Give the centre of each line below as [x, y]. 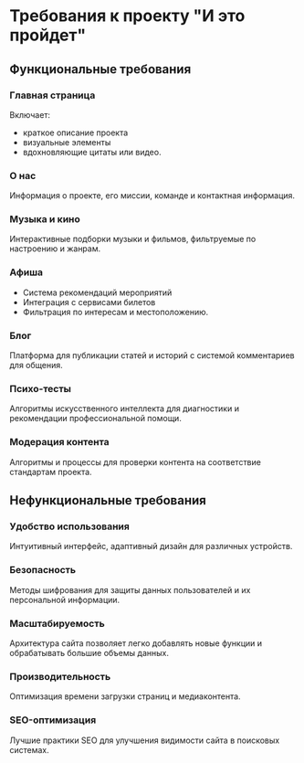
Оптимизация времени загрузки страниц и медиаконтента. [125, 696]
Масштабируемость [57, 623]
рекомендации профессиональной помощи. [96, 419]
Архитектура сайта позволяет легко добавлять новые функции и [136, 643]
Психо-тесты [40, 388]
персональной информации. [65, 599]
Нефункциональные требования [108, 500]
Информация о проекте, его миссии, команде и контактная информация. [152, 196]
